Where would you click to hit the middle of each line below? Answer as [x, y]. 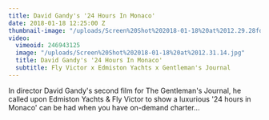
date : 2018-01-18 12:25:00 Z [57, 23]
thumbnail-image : [37, 30]
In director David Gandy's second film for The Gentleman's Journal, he [125, 90]
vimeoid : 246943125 [48, 46]
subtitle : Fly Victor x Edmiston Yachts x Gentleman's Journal [123, 68]
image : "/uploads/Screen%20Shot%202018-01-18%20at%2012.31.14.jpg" [130, 53]
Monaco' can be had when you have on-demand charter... [104, 107]
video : [19, 38]
